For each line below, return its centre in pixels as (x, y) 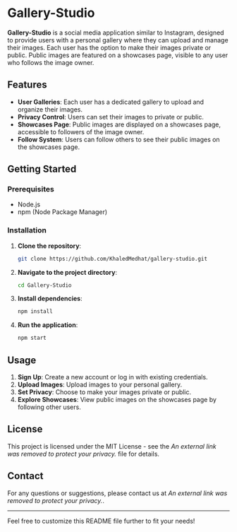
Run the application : (48, 325)
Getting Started (42, 169)
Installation (27, 230)
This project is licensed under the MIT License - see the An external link (112, 446)
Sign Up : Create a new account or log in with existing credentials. (113, 377)
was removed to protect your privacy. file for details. (84, 454)
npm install (35, 312)
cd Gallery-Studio (44, 285)
